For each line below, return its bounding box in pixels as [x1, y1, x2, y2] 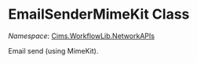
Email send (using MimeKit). [8, 46, 99, 55]
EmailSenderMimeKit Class [8, 5, 190, 23]
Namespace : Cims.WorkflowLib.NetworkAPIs [8, 31, 155, 40]
